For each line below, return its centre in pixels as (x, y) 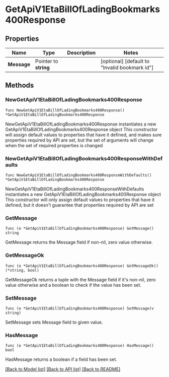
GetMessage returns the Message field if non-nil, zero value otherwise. (79, 242)
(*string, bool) (22, 270)
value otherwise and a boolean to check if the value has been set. (73, 285)
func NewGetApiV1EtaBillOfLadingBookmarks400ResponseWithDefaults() (78, 175)
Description (81, 53)
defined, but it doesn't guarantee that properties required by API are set (79, 205)
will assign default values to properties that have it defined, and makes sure (83, 135)
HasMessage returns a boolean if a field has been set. (61, 359)
